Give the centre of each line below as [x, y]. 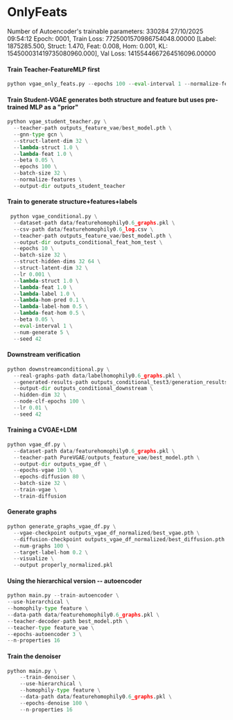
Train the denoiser [34, 656]
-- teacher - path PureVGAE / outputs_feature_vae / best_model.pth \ [106, 457]
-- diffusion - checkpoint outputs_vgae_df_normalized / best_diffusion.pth [119, 539]
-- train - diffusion [40, 496]
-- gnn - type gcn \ [38, 134]
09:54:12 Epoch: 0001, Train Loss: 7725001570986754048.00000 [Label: [112, 38]
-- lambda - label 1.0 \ [45, 294]
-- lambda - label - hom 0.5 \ [51, 307]
